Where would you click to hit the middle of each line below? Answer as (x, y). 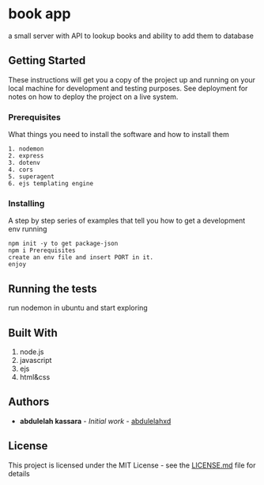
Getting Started (47, 61)
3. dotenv (25, 163)
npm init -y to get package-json (63, 244)
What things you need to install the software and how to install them (119, 135)
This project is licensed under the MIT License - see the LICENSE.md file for (132, 465)
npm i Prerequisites (42, 250)
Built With (33, 332)
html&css (35, 376)
